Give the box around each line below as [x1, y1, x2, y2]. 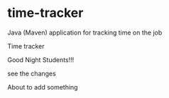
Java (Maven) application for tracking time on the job [7, 28, 163, 37]
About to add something [7, 82, 78, 91]
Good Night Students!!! [7, 55, 75, 64]
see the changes [7, 69, 57, 78]
